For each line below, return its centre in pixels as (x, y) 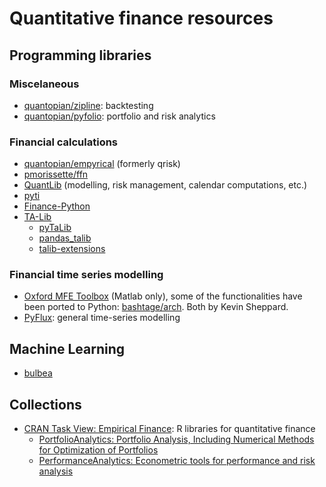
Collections (45, 404)
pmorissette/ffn (56, 174)
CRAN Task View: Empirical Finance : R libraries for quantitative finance (169, 429)
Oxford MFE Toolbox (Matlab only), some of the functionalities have (163, 296)
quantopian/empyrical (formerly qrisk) (102, 164)
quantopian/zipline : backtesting (88, 105)
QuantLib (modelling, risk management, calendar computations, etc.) (165, 185)
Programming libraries (80, 55)
